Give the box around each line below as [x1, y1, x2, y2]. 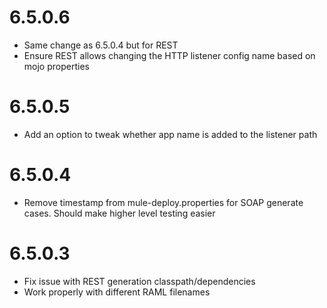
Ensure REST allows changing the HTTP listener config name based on [23, 49, 316, 61]
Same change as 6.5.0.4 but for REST [23, 39, 179, 51]
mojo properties [23, 60, 90, 72]
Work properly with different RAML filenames [23, 286, 211, 298]
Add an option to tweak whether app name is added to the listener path [23, 128, 318, 140]
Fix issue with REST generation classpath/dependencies [23, 275, 256, 287]
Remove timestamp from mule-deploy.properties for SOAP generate [23, 196, 304, 208]
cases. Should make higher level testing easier [23, 207, 216, 219]
